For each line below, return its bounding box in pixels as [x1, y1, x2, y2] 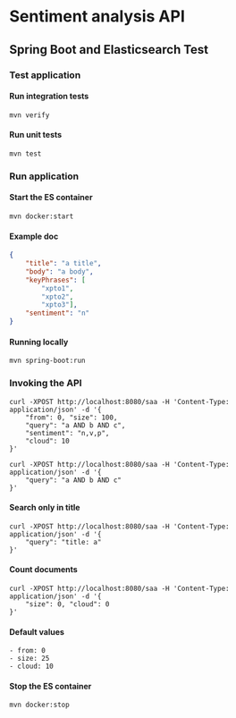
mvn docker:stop [9, 700, 70, 710]
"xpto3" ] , [41, 300, 78, 309]
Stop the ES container [9, 680, 92, 691]
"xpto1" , [41, 283, 74, 292]
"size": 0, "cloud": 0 [25, 600, 110, 609]
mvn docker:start [9, 212, 74, 221]
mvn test [9, 149, 42, 158]
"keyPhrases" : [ [25, 275, 87, 284]
